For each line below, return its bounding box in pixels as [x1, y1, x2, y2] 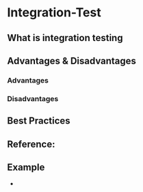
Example [7, 161, 45, 173]
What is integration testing [7, 32, 123, 44]
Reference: [7, 138, 55, 150]
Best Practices [7, 115, 70, 127]
